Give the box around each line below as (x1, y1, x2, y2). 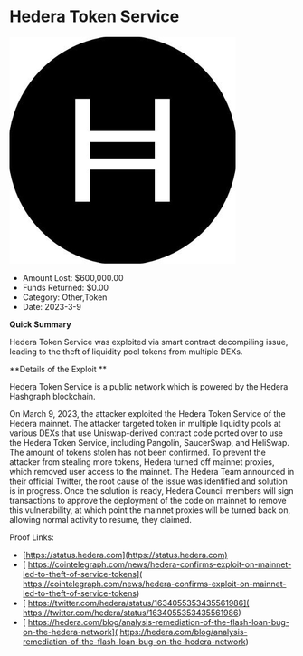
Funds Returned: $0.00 (22, 282, 109, 293)
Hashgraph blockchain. (9, 391, 96, 401)
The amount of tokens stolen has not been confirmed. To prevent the (9, 447, 267, 458)
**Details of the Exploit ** (9, 363, 107, 374)
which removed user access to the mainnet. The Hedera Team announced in (9, 466, 295, 477)
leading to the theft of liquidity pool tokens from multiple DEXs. (9, 346, 243, 357)
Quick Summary (9, 319, 71, 330)
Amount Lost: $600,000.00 (22, 272, 124, 283)
